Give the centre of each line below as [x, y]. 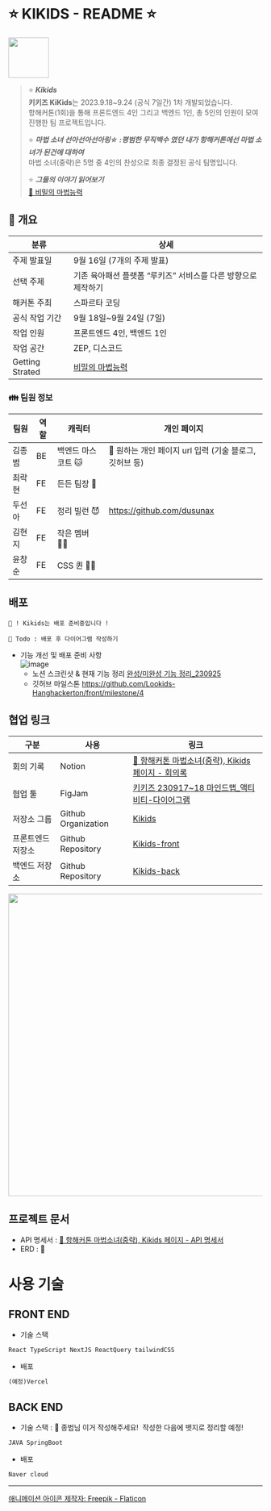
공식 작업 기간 [37, 318]
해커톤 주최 [32, 303]
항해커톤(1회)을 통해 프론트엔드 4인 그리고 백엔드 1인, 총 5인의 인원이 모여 [143, 112]
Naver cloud [28, 1474]
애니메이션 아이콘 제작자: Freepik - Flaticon [77, 1498]
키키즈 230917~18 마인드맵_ [186, 787]
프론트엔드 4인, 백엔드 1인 [120, 332]
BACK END [36, 1407]
